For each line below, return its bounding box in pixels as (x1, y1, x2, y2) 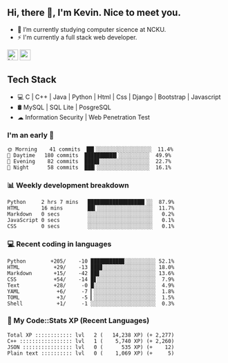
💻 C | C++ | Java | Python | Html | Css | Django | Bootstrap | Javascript (17, 93, 221, 101)
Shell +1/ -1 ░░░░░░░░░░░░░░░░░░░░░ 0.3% (7, 300, 175, 307)
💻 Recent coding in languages (7, 239, 112, 249)
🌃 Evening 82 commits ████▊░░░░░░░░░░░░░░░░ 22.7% (7, 158, 171, 165)
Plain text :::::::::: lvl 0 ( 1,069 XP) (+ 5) (7, 350, 175, 357)
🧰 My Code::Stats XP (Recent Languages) (7, 316, 150, 326)
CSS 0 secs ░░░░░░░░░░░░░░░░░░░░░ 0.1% (7, 223, 175, 230)
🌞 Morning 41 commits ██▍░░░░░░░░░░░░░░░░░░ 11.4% (7, 146, 174, 153)
